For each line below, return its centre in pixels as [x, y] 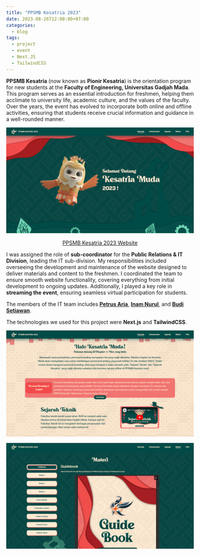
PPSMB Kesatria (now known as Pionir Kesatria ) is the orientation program [99, 81]
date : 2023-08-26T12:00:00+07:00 [48, 19]
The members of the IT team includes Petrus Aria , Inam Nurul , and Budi [95, 304]
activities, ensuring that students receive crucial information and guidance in [100, 112]
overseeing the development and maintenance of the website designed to [96, 267]
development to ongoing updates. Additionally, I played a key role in [89, 286]
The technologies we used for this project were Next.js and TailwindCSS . [97, 322]
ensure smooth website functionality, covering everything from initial [90, 280]
